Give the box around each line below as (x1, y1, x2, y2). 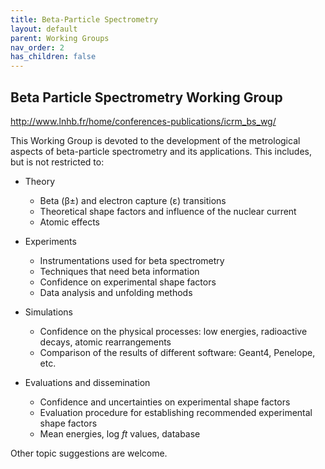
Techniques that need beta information (39, 265, 200, 277)
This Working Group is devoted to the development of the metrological (10, 134, 301, 146)
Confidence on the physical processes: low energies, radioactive (39, 325, 308, 337)
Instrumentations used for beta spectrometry (39, 254, 225, 266)
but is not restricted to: (10, 156, 105, 168)
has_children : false (10, 52, 97, 62)
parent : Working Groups (10, 33, 110, 43)
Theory (24, 175, 56, 187)
